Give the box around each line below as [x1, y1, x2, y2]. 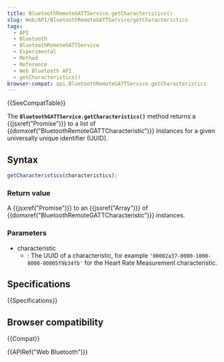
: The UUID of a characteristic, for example [27, 251, 149, 259]
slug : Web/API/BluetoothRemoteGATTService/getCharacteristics [7, 16, 188, 23]
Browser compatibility [7, 316, 104, 328]
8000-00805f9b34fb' [27, 260, 84, 267]
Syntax [7, 154, 38, 165]
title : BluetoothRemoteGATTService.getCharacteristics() [7, 10, 173, 17]
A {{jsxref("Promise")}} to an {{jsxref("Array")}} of [7, 204, 149, 213]
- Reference [13, 61, 48, 68]
